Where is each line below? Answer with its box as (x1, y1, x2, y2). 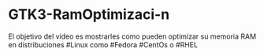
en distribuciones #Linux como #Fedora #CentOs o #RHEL (8, 39, 199, 49)
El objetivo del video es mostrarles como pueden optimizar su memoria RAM (8, 32, 257, 41)
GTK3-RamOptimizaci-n (8, 6, 170, 24)
